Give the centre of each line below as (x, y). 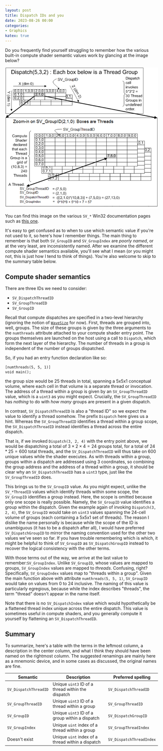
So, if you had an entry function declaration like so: (56, 358)
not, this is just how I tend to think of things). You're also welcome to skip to (81, 256)
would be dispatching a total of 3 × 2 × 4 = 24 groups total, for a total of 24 (80, 447)
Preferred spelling (132, 677)
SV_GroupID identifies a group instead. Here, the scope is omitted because (79, 497)
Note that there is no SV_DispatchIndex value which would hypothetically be (81, 603)
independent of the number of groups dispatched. (55, 349)
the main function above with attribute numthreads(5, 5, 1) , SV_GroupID (76, 578)
